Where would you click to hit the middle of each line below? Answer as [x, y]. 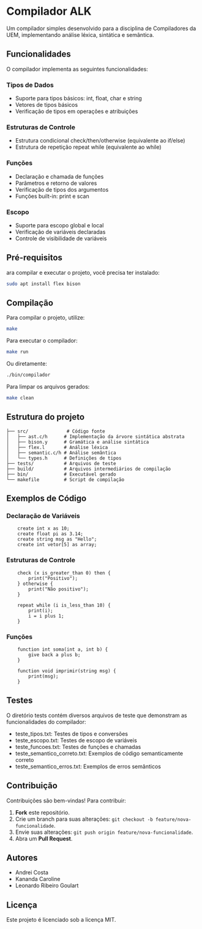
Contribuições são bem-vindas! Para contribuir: [66, 801]
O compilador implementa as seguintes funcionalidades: [77, 69]
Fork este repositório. [43, 812]
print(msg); [44, 676]
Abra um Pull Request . [44, 838]
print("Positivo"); [53, 578]
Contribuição [32, 786]
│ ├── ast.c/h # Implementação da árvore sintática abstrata [95, 437]
